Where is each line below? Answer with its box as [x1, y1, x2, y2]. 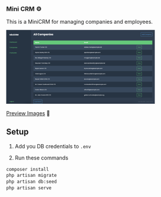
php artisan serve [6, 185, 52, 191]
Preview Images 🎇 [6, 109, 50, 117]
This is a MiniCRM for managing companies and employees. [6, 18, 153, 26]
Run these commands [14, 154, 68, 161]
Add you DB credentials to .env [14, 142, 91, 150]
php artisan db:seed [6, 179, 58, 185]
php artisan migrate [6, 173, 58, 179]
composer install [6, 166, 49, 172]
